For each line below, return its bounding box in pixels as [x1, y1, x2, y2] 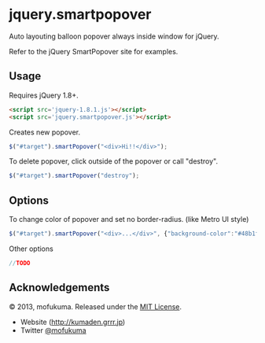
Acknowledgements [9, 281, 110, 294]
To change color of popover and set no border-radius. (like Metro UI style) [9, 215, 249, 224]
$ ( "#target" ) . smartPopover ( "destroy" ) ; [9, 171, 140, 180]
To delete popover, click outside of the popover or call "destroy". [9, 157, 219, 166]
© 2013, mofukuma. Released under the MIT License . [9, 301, 182, 312]
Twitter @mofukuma [20, 325, 86, 335]
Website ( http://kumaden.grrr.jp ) [20, 317, 126, 326]
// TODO [9, 259, 31, 267]
